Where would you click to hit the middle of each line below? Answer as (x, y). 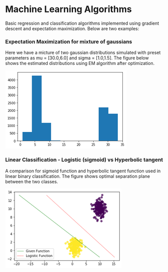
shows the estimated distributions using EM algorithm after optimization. (80, 63)
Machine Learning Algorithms (68, 9)
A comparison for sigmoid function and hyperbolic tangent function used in (83, 171)
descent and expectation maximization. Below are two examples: (72, 28)
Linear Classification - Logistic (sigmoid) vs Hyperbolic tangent (84, 160)
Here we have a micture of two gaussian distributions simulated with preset (83, 53)
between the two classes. (32, 181)
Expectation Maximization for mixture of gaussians (69, 41)
